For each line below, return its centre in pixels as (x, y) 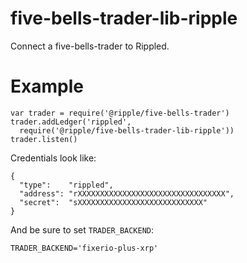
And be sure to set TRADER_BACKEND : (82, 229)
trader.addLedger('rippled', (71, 122)
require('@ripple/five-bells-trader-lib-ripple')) (127, 130)
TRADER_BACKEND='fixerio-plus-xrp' (84, 248)
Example (47, 86)
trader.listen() (44, 139)
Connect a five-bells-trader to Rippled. (90, 46)
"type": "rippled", (66, 185)
